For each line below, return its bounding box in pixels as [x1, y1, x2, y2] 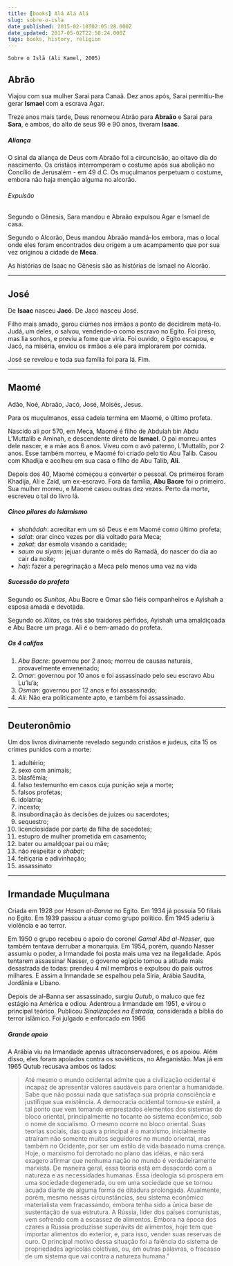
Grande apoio [8, 1030, 48, 1038]
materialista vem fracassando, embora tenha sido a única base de [24, 1201, 213, 1209]
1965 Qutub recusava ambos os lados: [8, 1063, 117, 1071]
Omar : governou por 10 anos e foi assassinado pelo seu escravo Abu [17, 671, 215, 679]
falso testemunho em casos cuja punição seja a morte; [17, 781, 174, 789]
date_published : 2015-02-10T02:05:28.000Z [8, 23, 132, 30]
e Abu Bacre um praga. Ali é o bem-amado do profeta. [8, 623, 162, 632]
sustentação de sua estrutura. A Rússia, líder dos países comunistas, [24, 1208, 222, 1216]
